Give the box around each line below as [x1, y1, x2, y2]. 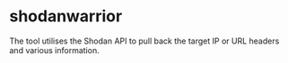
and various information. [9, 44, 100, 55]
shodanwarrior [9, 6, 123, 27]
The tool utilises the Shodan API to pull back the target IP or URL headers [9, 35, 280, 46]
